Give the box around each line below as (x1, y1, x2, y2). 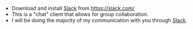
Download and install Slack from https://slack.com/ (11, 5, 135, 11)
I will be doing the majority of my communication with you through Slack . (11, 17, 188, 23)
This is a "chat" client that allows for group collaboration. (11, 11, 149, 18)
